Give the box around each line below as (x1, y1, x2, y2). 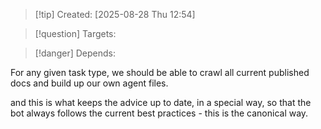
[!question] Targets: (34, 28, 117, 39)
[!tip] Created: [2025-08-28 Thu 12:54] (34, 9, 196, 20)
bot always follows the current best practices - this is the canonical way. (10, 107, 309, 119)
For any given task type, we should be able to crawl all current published (10, 67, 310, 78)
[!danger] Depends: (34, 47, 116, 59)
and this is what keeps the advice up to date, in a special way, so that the (10, 97, 312, 108)
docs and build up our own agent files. (10, 77, 169, 89)
